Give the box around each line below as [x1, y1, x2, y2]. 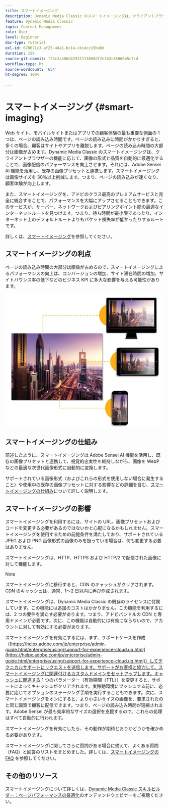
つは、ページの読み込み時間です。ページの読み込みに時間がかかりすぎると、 [5, 136, 163, 142]
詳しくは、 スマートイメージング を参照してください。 [5, 233, 115, 240]
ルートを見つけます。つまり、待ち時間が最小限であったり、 [31, 210, 154, 216]
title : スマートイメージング [5, 8, 59, 13]
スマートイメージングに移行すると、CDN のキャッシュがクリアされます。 [5, 582, 157, 588]
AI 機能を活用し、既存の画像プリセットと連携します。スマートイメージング [5, 167, 160, 174]
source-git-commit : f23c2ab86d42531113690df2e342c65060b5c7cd [5, 56, 138, 61]
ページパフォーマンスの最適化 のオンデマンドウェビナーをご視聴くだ [18, 792, 159, 798]
